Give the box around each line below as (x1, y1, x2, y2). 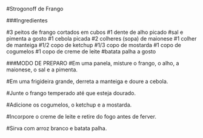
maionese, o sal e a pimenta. (6, 66, 78, 73)
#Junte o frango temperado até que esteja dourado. (6, 90, 136, 96)
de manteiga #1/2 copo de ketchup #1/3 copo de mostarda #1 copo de (6, 42, 182, 48)
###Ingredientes (6, 17, 48, 24)
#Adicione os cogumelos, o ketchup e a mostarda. (6, 101, 132, 108)
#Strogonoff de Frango (6, 5, 64, 12)
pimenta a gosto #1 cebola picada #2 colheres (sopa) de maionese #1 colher (6, 35, 197, 42)
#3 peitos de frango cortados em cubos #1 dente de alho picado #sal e (6, 28, 184, 36)
